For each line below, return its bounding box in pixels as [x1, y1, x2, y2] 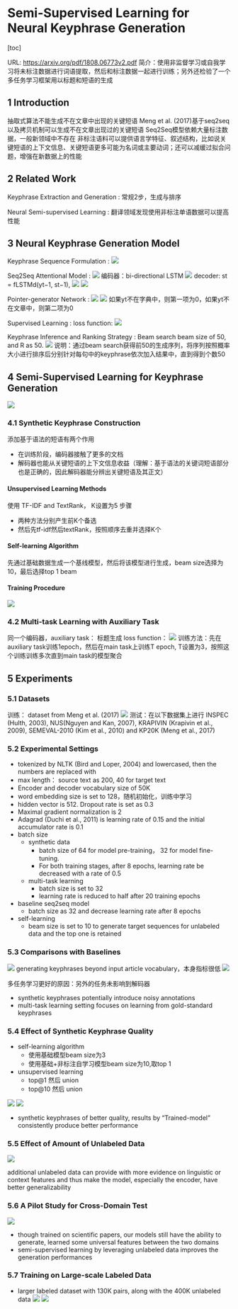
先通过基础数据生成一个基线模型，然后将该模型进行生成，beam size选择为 [7, 558, 224, 567]
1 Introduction [7, 97, 69, 109]
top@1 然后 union [28, 1075, 79, 1084]
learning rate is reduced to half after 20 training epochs [38, 892, 200, 900]
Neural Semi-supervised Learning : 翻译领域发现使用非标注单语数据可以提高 [7, 208, 229, 216]
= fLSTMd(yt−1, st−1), [7, 280, 71, 289]
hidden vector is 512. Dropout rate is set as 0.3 [17, 800, 154, 809]
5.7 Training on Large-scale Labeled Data [7, 1270, 152, 1280]
